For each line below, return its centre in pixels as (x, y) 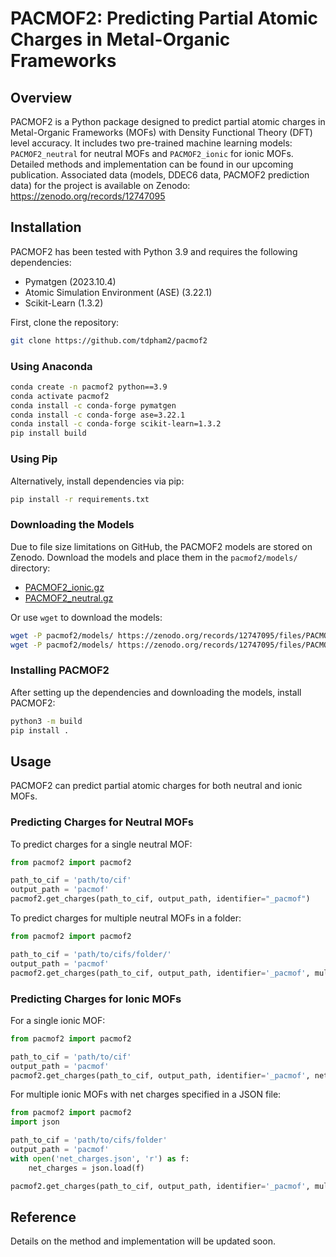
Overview (41, 97)
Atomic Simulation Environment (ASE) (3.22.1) (118, 292)
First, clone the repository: (65, 322)
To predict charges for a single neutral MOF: (101, 844)
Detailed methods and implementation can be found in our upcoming (152, 164)
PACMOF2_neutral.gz (69, 598)
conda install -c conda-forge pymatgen (93, 405)
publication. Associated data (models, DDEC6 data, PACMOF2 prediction (160, 175)
